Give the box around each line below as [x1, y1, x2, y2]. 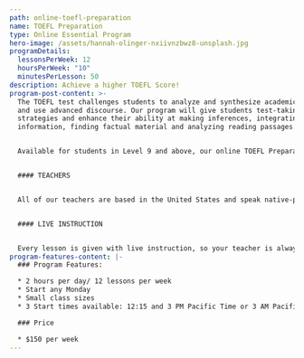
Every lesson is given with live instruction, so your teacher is [17, 243, 273, 253]
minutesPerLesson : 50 [17, 72, 100, 81]
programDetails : [9, 47, 71, 56]
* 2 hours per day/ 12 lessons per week [17, 277, 172, 286]
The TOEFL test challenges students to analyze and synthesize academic [17, 97, 298, 107]
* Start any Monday [17, 286, 91, 295]
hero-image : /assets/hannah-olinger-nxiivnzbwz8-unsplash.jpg [9, 38, 249, 48]
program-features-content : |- [9, 252, 124, 261]
